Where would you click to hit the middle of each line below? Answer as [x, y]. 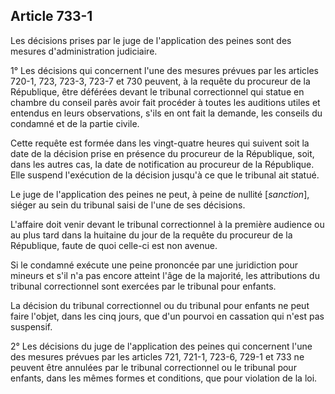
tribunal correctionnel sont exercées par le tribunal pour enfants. [143, 286]
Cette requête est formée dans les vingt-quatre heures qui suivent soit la [160, 143]
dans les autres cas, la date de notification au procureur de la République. [162, 164]
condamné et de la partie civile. [75, 123]
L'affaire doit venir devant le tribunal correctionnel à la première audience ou [167, 224]
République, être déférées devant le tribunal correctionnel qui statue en [157, 91]
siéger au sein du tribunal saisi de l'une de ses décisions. [128, 205]
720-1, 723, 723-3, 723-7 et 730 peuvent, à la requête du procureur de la [160, 81]
